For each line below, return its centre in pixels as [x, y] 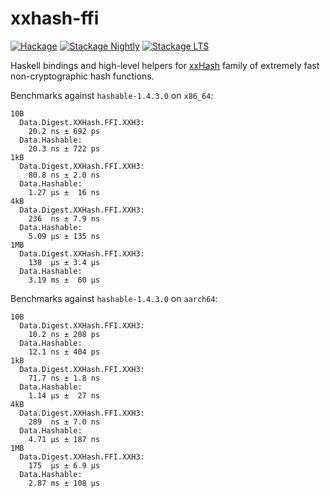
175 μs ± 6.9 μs [64, 465]
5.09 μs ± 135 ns [64, 236]
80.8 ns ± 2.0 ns [64, 175]
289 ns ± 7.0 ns [64, 422]
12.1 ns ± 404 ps [64, 352]
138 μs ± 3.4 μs [64, 262]
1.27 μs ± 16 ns [64, 192]
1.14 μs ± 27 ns [64, 395]
